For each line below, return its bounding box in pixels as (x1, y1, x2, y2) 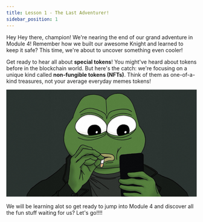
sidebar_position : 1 (6, 16, 59, 22)
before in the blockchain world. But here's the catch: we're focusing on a (6, 64, 187, 72)
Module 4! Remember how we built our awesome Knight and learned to (6, 40, 184, 47)
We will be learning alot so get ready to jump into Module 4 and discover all (6, 203, 194, 210)
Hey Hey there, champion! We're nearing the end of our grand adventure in (6, 33, 193, 41)
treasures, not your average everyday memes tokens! (18, 77, 151, 85)
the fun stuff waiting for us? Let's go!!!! (6, 209, 103, 216)
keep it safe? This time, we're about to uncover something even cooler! (6, 46, 183, 54)
